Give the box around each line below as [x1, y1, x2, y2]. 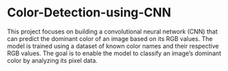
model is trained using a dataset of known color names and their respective [7, 42, 220, 50]
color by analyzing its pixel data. [7, 56, 98, 64]
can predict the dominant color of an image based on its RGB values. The [7, 34, 213, 42]
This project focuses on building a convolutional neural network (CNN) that [7, 27, 218, 35]
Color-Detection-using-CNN [7, 5, 172, 20]
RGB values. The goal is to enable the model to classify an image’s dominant [7, 49, 222, 57]
